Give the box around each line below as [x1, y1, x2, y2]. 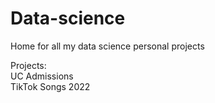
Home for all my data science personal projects [10, 40, 205, 52]
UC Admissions [10, 70, 74, 82]
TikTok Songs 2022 [10, 80, 91, 92]
